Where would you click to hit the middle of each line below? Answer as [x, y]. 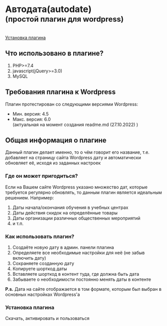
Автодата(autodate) [48, 9]
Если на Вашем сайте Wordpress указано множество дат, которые [76, 187]
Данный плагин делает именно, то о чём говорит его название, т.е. [77, 152]
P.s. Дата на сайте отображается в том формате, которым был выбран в [83, 289]
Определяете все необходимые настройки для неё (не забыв [78, 253]
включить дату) [29, 258]
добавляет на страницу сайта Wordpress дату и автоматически [73, 158]
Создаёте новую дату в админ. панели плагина [63, 247]
